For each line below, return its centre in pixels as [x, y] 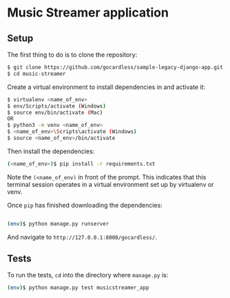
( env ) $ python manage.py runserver [58, 223]
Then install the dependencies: [51, 151]
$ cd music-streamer [37, 74]
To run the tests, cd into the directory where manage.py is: [88, 275]
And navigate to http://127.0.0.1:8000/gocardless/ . [82, 237]
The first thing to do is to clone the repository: [72, 54]
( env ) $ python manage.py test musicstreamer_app [78, 288]
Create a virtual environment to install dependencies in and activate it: [106, 87]
